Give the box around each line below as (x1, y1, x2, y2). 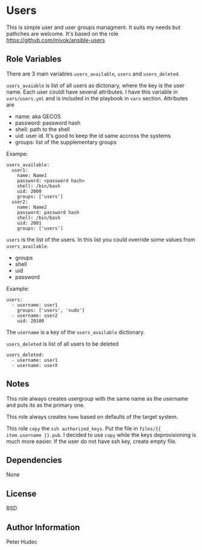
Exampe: (6, 150, 28, 157)
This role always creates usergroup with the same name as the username (6, 395, 189, 402)
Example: (6, 285, 30, 292)
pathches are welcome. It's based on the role (6, 30, 119, 37)
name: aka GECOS (14, 112, 62, 120)
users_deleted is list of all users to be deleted (6, 340, 119, 348)
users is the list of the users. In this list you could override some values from (6, 236, 195, 243)
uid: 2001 (17, 220, 42, 226)
